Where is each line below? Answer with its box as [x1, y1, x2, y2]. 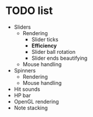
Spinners [13, 67, 36, 74]
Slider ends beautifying [31, 54, 88, 61]
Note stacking [13, 104, 48, 111]
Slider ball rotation [31, 48, 75, 55]
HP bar [13, 92, 31, 99]
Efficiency [31, 42, 57, 49]
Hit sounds [13, 85, 40, 92]
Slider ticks [31, 36, 59, 43]
